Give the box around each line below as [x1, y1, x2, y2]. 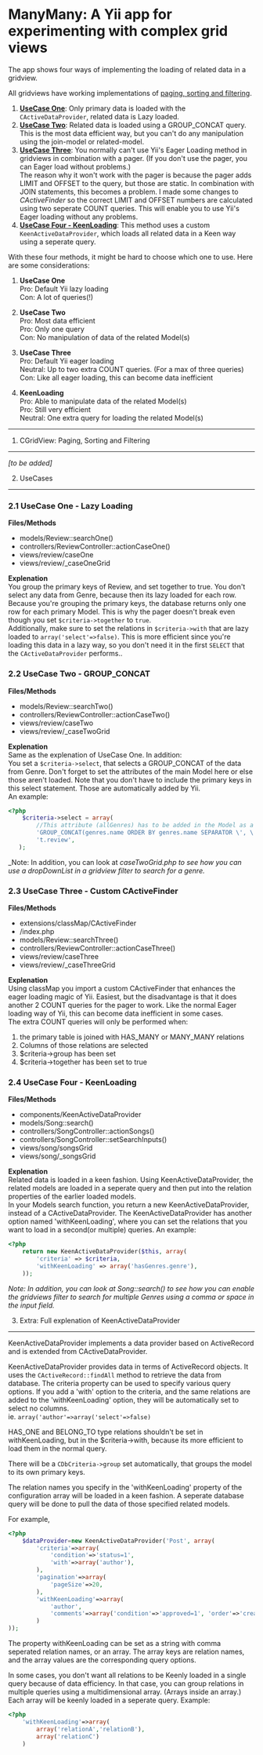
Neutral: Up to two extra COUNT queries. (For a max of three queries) [19, 364, 244, 374]
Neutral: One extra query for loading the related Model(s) [19, 413, 204, 422]
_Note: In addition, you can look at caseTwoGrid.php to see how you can [8, 857, 243, 867]
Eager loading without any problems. [19, 212, 139, 221]
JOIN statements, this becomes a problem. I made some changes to [19, 187, 239, 196]
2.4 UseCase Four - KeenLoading [8, 1077, 137, 1088]
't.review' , [36, 836, 76, 845]
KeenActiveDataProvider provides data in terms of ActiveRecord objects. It [8, 1362, 249, 1371]
